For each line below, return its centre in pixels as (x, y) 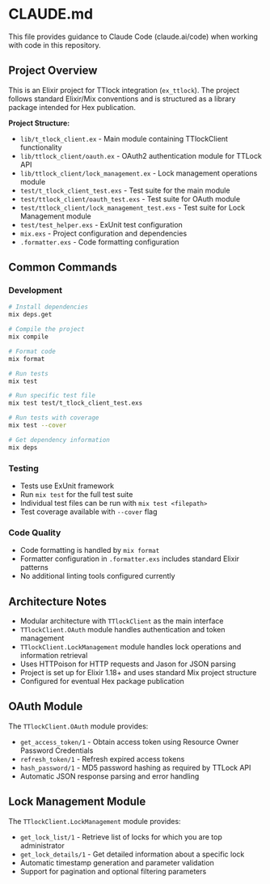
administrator (42, 845)
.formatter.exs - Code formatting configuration (99, 242)
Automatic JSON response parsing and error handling (110, 776)
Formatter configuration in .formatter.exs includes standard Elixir (130, 559)
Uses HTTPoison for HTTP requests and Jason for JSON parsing (128, 664)
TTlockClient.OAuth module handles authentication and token (122, 630)
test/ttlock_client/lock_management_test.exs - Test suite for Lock (132, 207)
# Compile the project (46, 329)
